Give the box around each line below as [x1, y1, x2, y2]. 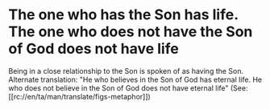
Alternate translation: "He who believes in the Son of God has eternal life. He [8, 75, 263, 84]
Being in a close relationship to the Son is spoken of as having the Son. [8, 66, 244, 75]
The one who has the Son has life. [8, 6, 239, 24]
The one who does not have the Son [8, 22, 253, 41]
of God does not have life [8, 40, 179, 58]
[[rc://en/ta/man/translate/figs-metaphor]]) [8, 91, 151, 101]
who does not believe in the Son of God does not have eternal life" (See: [8, 83, 248, 93]
